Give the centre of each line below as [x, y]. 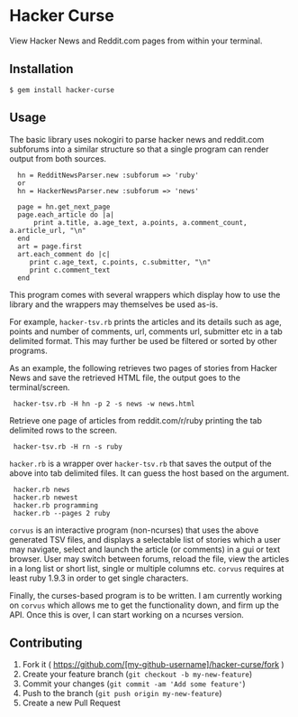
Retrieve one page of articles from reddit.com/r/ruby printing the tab [136, 420]
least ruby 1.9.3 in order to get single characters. [99, 578]
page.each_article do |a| [66, 214]
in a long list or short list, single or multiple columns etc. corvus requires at [147, 568]
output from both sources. [58, 158]
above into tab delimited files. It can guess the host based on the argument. [149, 473]
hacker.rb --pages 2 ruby [62, 513]
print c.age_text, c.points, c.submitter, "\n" [120, 262]
